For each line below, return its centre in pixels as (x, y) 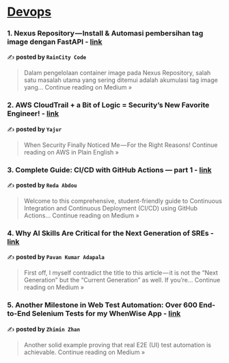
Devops (29, 12)
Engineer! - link (33, 113)
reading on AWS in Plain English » (71, 152)
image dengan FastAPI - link (55, 42)
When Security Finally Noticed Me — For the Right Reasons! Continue (121, 145)
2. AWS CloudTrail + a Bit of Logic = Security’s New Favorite (108, 105)
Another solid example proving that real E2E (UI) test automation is (118, 345)
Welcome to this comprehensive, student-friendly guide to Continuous (123, 201)
